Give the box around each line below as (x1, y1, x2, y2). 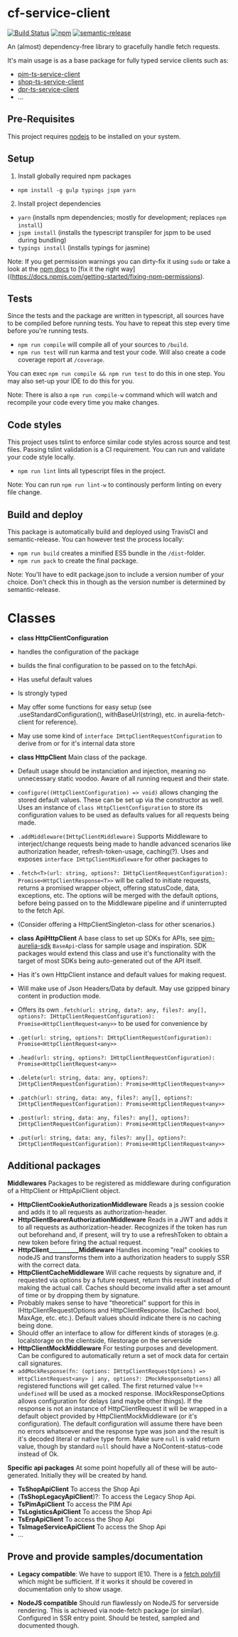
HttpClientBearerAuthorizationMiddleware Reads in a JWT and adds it (17, 1215, 228, 1224)
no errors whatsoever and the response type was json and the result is (17, 1426, 225, 1435)
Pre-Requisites (7, 113, 75, 125)
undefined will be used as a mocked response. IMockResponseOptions (17, 1389, 225, 1397)
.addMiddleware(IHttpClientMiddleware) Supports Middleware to (17, 832, 208, 840)
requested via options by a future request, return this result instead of (17, 1276, 222, 1284)
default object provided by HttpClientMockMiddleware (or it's (17, 1411, 198, 1420)
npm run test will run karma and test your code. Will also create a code (17, 348, 226, 356)
